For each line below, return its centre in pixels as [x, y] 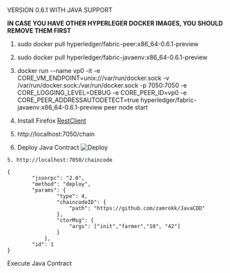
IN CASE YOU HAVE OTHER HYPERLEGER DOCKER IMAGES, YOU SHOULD [115, 23]
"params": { [49, 190]
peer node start [126, 107]
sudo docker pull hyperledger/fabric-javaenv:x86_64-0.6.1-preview [112, 57]
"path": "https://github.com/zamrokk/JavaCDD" [137, 208]
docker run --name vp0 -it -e [58, 71]
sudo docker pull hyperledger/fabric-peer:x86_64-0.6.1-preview [108, 44]
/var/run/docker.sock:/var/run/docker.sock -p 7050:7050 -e [102, 85]
